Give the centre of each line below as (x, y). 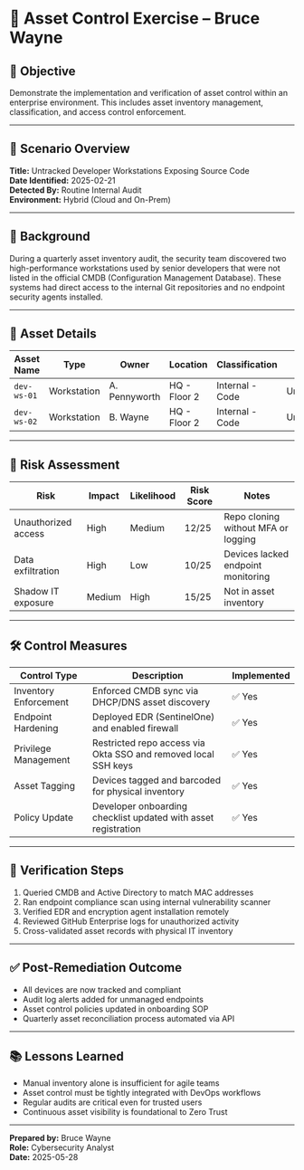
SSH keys (113, 766)
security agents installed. (57, 297)
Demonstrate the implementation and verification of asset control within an (148, 93)
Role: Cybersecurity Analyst (62, 1147)
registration (117, 829)
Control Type (48, 676)
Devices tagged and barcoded (157, 780)
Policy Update (44, 818)
